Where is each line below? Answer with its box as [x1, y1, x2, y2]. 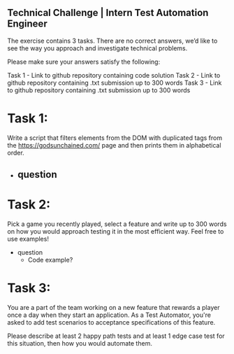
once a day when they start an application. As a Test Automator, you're [7, 311, 212, 319]
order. [7, 148, 24, 157]
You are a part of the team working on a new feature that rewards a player [7, 304, 220, 312]
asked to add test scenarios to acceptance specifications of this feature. [7, 318, 216, 327]
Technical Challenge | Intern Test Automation [7, 7, 209, 19]
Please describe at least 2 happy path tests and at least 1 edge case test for [7, 332, 225, 340]
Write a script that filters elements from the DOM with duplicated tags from [7, 134, 222, 142]
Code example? [27, 256, 73, 264]
